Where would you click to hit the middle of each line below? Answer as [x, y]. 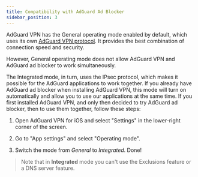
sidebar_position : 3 [32, 17]
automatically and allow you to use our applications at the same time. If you [99, 96]
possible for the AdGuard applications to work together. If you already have [99, 83]
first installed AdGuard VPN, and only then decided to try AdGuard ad [92, 102]
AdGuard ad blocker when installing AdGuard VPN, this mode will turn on [96, 89]
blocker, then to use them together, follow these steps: [73, 109]
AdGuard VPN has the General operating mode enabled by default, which [97, 34]
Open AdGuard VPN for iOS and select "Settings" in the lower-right [98, 120]
